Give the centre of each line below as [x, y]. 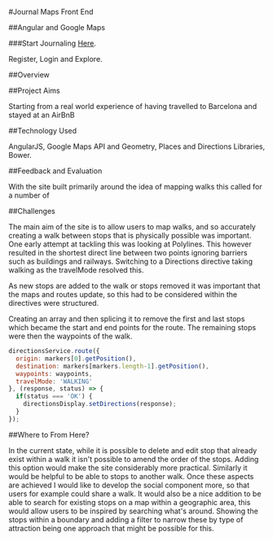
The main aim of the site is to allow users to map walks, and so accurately [132, 227]
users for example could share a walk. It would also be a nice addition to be [135, 493]
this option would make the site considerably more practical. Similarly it [128, 468]
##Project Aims [34, 90]
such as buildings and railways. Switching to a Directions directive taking [130, 261]
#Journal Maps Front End [51, 12]
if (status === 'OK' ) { [54, 397]
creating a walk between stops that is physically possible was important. [130, 236]
